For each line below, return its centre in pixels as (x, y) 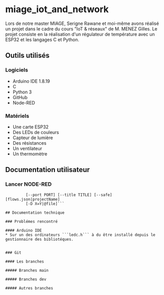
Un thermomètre (30, 154)
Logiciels (17, 70)
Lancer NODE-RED (28, 184)
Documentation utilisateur (47, 170)
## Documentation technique (35, 212)
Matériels (17, 116)
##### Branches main (27, 270)
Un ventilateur (27, 148)
